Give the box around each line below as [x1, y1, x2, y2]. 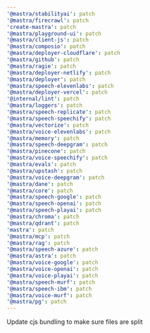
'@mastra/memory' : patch [6, 134, 80, 142]
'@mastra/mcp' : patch [6, 233, 70, 240]
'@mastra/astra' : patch [6, 253, 77, 260]
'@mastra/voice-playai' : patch [6, 272, 99, 279]
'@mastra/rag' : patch [6, 239, 70, 246]
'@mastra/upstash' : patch [6, 167, 82, 175]
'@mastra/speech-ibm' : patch [6, 285, 92, 292]
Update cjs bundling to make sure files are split [6, 318, 143, 326]
